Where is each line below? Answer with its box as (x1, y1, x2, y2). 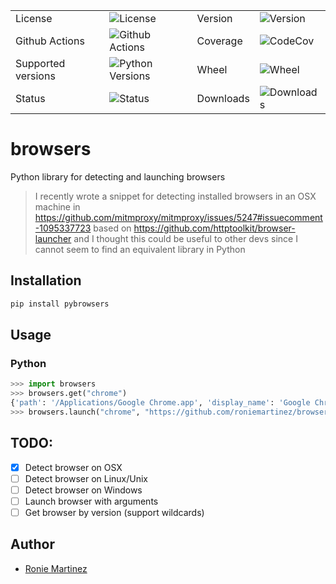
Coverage (196, 34, 243, 48)
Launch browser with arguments (24, 495, 159, 507)
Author (10, 536, 55, 553)
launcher (34, 232, 72, 244)
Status (15, 92, 46, 105)
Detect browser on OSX (24, 461, 123, 473)
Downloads (196, 92, 250, 105)
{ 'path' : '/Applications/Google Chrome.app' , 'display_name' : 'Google (10, 398, 311, 408)
